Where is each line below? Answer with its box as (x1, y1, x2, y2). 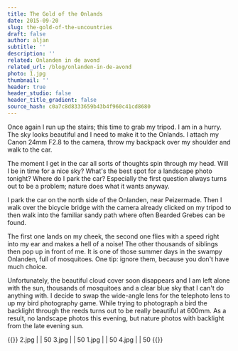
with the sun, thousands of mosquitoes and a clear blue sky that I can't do (7, 283, 224, 292)
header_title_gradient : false (7, 97, 97, 104)
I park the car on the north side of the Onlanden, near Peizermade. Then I (7, 195, 222, 204)
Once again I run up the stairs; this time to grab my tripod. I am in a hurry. (7, 122, 222, 131)
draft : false (7, 30, 46, 38)
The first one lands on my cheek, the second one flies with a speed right (7, 232, 220, 241)
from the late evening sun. (7, 321, 84, 330)
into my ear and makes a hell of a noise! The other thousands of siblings (7, 239, 219, 248)
